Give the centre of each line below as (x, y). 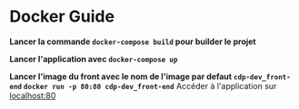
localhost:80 (33, 95)
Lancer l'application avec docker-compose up (94, 59)
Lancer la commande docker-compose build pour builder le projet (133, 41)
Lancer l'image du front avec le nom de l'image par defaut (121, 76)
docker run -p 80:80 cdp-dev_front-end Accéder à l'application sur (150, 86)
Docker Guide (62, 17)
